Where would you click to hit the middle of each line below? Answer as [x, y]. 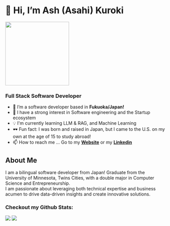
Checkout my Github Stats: [39, 207]
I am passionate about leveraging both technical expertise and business [81, 189]
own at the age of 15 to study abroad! [52, 136]
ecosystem [24, 118]
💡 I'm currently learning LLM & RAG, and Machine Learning [74, 123]
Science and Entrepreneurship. [38, 183]
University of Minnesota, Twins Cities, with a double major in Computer [80, 178]
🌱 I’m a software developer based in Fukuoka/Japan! [68, 107]
